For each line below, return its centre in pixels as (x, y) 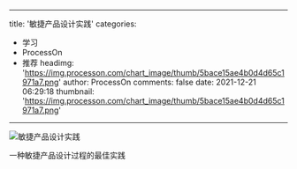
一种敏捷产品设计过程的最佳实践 (67, 155)
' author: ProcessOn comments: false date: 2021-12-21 (157, 82)
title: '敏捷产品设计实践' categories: (73, 24)
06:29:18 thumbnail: (58, 92)
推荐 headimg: (48, 63)
